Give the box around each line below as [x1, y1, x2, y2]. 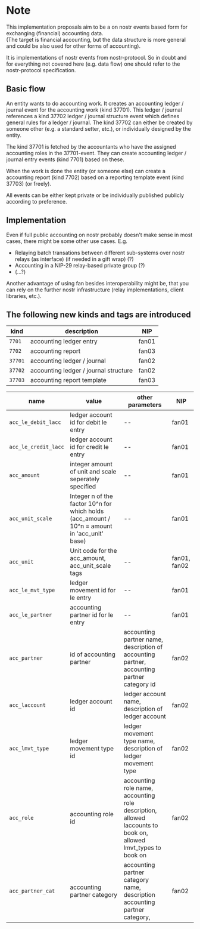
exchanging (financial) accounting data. [6, 29, 104, 36]
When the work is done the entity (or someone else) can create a [6, 167, 165, 174]
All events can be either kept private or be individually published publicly [6, 192, 185, 199]
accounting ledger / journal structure [30, 367, 133, 375]
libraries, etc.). [6, 292, 42, 299]
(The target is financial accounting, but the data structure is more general [6, 36, 186, 43]
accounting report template [30, 376, 107, 384]
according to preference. [6, 198, 67, 205]
